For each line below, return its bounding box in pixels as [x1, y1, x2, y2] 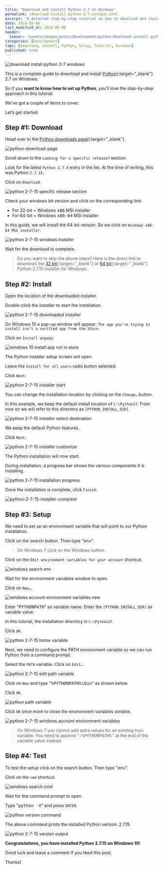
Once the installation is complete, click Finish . [5, 487, 98, 493]
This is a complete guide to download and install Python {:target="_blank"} [5, 71, 153, 76]
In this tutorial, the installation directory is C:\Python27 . [5, 618, 114, 624]
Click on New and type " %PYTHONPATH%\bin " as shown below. [5, 680, 129, 686]
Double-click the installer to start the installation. [5, 302, 102, 308]
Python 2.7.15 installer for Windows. [16, 266, 88, 272]
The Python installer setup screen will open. [5, 354, 93, 360]
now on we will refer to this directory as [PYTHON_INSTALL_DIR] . [5, 406, 130, 412]
